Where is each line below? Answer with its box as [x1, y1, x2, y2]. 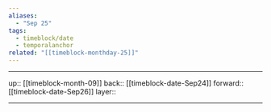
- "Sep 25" [15, 19, 52, 27]
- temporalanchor [15, 42, 74, 50]
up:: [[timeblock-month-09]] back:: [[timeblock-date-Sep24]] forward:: [8, 78, 244, 88]
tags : [8, 26, 27, 34]
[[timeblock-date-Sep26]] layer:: [8, 87, 117, 96]
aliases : [8, 11, 38, 20]
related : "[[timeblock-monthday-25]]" [8, 49, 139, 57]
